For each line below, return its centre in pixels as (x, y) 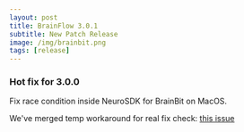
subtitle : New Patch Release (64, 34)
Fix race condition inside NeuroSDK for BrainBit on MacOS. (118, 101)
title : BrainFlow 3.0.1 (54, 26)
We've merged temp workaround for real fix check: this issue (122, 119)
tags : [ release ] (39, 51)
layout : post (34, 17)
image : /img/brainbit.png (57, 42)
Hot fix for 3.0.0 (45, 82)
